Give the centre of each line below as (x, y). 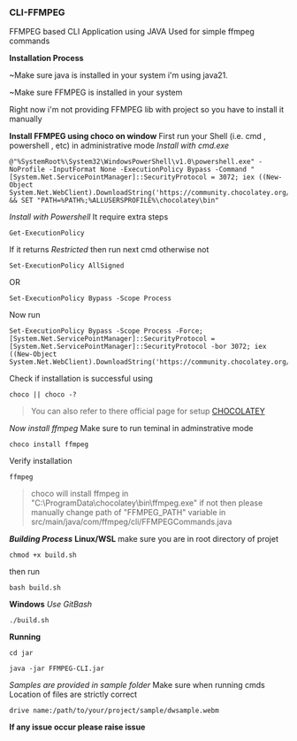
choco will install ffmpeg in (80, 494)
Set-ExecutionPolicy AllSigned (67, 266)
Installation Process (46, 58)
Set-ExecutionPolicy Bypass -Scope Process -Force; (106, 331)
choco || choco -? (43, 395)
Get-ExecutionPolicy (47, 233)
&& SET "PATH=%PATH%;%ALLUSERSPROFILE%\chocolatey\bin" (114, 201)
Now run (25, 315)
